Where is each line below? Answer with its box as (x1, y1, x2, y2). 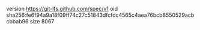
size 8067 (29, 18, 55, 25)
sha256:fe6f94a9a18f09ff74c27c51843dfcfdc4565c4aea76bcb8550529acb (6, 11, 195, 19)
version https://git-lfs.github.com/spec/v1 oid (6, 5, 118, 12)
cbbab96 (6, 18, 29, 25)
